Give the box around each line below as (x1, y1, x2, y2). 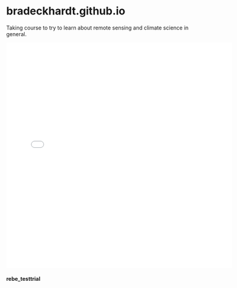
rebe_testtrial (6, 275, 41, 282)
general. (6, 30, 27, 37)
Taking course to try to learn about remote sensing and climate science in (6, 24, 189, 31)
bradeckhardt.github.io (6, 4, 126, 18)
